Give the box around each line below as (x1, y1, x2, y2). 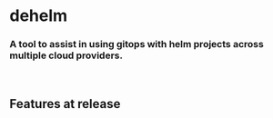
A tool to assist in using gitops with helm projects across (9, 38, 264, 51)
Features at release (9, 96, 121, 112)
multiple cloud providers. (9, 49, 123, 62)
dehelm (9, 5, 68, 26)
